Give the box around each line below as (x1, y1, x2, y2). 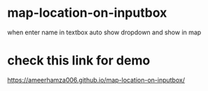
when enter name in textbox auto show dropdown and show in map (7, 28, 202, 36)
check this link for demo (7, 52, 151, 69)
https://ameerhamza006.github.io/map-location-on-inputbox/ (7, 76, 186, 84)
